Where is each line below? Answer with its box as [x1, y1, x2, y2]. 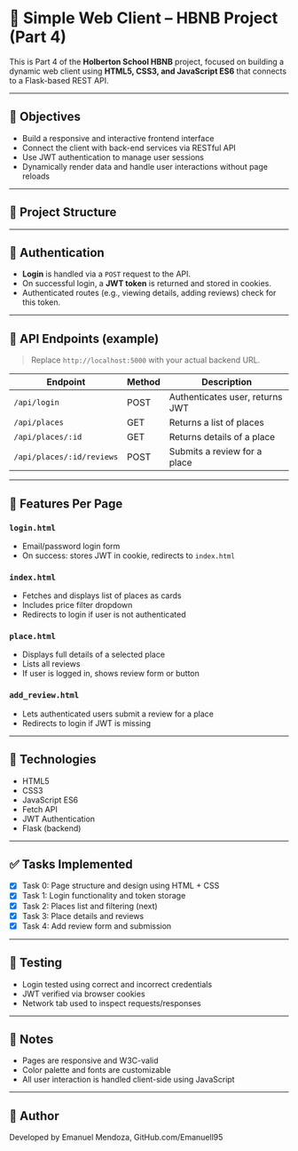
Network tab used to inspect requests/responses [21, 997, 201, 1008]
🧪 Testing [9, 955, 63, 971]
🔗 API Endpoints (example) [9, 331, 160, 346]
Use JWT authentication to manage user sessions [21, 151, 204, 163]
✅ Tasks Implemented [9, 857, 133, 872]
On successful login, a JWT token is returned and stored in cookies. [21, 278, 272, 289]
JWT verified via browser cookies [21, 988, 145, 999]
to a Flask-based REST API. [9, 75, 109, 85]
